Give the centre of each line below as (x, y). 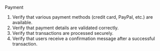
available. (22, 22)
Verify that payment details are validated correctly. (65, 28)
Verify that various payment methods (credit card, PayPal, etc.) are (83, 17)
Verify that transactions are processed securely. (63, 33)
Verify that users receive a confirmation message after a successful (84, 38)
